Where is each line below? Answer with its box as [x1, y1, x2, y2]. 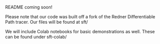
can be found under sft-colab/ [5, 34, 67, 40]
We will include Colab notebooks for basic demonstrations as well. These [5, 29, 155, 34]
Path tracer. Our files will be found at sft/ [5, 19, 88, 25]
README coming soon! [5, 4, 53, 10]
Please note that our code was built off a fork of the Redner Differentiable [5, 14, 156, 19]
